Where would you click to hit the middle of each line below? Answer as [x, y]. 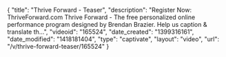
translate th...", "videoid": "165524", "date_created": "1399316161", [101, 32]
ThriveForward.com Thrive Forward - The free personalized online [101, 17]
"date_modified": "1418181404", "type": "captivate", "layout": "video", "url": [113, 39]
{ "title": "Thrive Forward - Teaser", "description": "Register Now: [99, 10]
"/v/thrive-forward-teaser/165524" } [58, 46]
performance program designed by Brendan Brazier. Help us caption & [107, 24]
